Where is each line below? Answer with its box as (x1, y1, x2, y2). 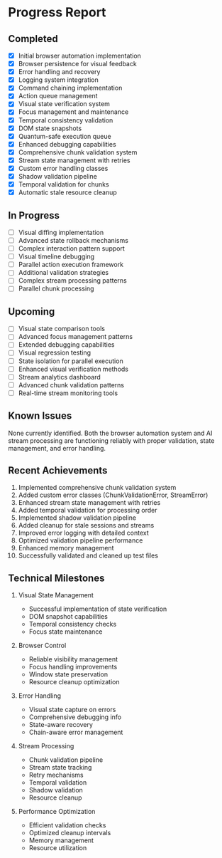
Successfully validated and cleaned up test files (18, 551, 159, 560)
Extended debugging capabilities (18, 340, 116, 349)
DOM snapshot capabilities (28, 612, 109, 621)
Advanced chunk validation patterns (18, 380, 125, 389)
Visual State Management (18, 591, 94, 600)
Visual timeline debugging (18, 252, 95, 261)
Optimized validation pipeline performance (18, 536, 143, 545)
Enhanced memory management (18, 544, 114, 553)
